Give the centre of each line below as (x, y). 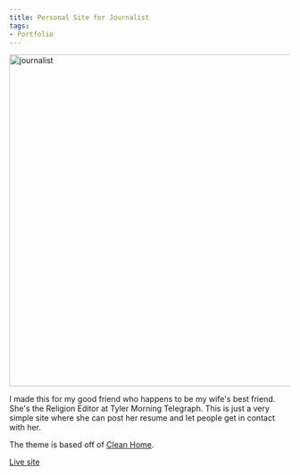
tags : (19, 26)
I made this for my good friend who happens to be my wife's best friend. (142, 399)
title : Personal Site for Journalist (79, 17)
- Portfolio (31, 34)
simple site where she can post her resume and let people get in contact (142, 418)
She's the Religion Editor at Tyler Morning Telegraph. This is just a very (140, 409)
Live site (25, 462)
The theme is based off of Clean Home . (82, 445)
